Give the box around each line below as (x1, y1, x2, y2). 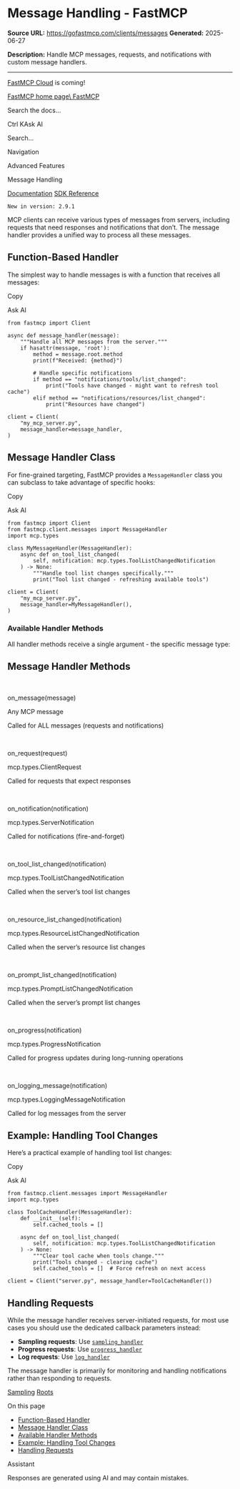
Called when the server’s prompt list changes (7, 998, 141, 1006)
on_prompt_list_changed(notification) (7, 970, 117, 979)
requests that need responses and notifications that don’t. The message (7, 223, 220, 232)
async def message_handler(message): (7, 332, 120, 339)
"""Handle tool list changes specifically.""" (33, 570, 174, 577)
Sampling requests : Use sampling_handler (17, 1337, 144, 1346)
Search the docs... (7, 106, 61, 114)
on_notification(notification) (7, 804, 89, 813)
